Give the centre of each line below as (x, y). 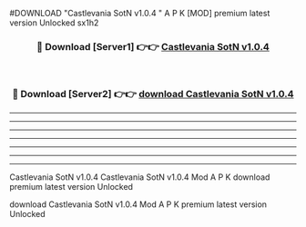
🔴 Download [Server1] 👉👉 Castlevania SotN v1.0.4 (153, 46)
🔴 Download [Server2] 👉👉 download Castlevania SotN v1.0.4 (153, 94)
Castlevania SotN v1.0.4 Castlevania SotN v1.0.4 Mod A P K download (140, 177)
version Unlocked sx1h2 (54, 23)
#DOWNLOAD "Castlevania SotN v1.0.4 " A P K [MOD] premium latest (140, 13)
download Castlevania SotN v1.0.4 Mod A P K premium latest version (138, 204)
